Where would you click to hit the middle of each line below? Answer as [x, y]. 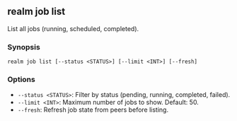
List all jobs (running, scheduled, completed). [73, 28]
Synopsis [24, 47]
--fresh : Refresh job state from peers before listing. [93, 110]
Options [21, 79]
